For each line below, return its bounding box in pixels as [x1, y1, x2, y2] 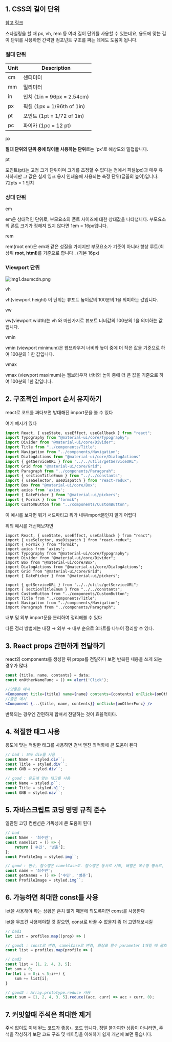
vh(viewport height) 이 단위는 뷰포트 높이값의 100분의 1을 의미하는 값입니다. [5, 296, 159, 302]
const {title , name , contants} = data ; [5, 673, 91, 678]
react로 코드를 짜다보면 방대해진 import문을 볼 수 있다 [5, 409, 113, 415]
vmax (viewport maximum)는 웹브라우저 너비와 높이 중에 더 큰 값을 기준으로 [5, 372, 159, 378]
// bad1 [5, 929, 22, 934]
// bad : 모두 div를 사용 [5, 752, 55, 758]
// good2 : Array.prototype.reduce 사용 [5, 990, 91, 995]
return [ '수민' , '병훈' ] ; [14, 845, 66, 850]
